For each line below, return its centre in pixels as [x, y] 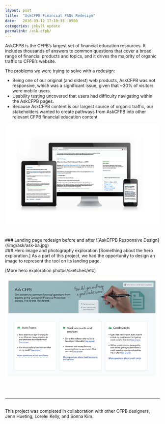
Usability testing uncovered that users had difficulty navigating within [82, 96]
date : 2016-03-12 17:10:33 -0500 [41, 21]
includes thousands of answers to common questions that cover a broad [78, 51]
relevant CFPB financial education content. [55, 117]
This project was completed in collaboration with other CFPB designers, [78, 411]
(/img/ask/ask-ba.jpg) [27, 245]
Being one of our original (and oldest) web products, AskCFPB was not [84, 81]
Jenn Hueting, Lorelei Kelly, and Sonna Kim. [49, 416]
